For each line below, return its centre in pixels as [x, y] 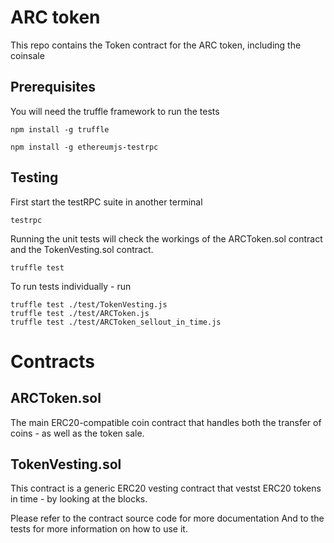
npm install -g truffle [60, 129]
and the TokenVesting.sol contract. [82, 249]
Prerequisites [53, 87]
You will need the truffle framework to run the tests [115, 111]
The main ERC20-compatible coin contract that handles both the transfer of [166, 422]
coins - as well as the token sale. [77, 433]
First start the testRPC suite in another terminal [106, 202]
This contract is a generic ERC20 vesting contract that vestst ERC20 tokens [166, 488]
